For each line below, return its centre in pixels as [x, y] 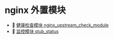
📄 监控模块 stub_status [35, 31]
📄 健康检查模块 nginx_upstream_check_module [60, 25]
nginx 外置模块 [35, 10]
